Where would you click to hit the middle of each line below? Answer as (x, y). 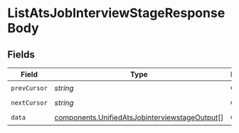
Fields (21, 54)
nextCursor (29, 102)
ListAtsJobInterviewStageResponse (116, 13)
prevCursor (29, 88)
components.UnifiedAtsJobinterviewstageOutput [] (139, 117)
